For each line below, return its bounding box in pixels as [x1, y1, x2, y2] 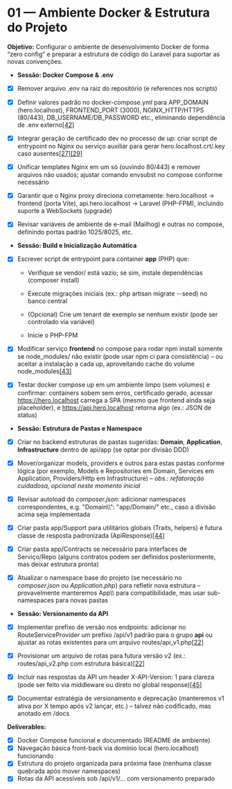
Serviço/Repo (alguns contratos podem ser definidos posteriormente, [17, 552, 216, 561]
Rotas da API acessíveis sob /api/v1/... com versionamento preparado [17, 774, 215, 783]
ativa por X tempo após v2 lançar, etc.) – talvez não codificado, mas [17, 702, 211, 711]
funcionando [17, 752, 54, 761]
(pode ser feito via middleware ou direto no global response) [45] [17, 681, 202, 689]
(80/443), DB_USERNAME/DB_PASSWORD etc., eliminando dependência [17, 113, 226, 122]
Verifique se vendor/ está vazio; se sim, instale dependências [27, 269, 203, 277]
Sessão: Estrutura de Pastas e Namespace [17, 424, 143, 432]
